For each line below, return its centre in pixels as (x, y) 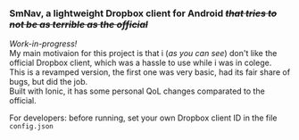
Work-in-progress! (43, 44)
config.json (31, 127)
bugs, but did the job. (48, 82)
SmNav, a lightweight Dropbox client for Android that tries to (143, 13)
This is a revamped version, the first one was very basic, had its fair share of (150, 72)
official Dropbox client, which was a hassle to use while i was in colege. (141, 63)
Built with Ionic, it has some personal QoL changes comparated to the (137, 91)
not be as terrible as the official (79, 24)
